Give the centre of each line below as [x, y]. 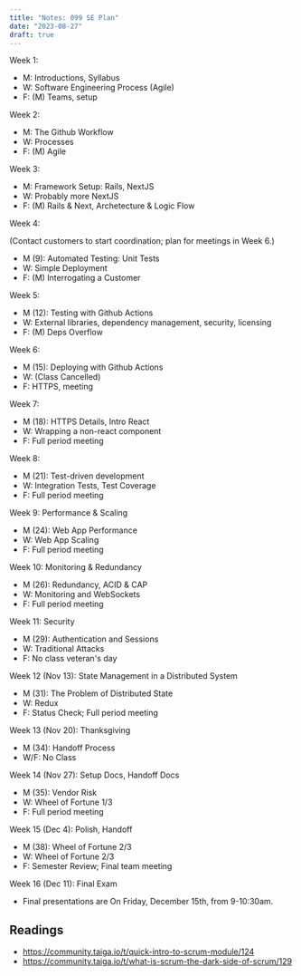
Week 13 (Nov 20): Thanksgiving [70, 730]
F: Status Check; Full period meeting [90, 713]
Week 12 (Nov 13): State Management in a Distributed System [123, 676]
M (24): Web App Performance [80, 530]
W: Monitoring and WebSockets [81, 594]
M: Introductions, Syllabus [71, 78]
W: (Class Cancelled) [61, 377]
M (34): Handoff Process [69, 748]
